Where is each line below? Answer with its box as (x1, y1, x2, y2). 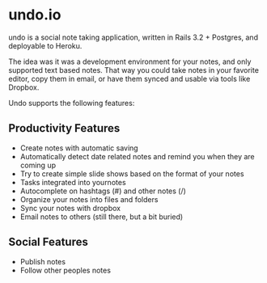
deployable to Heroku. (8, 40, 83, 50)
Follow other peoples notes (19, 265, 112, 275)
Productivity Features (8, 121, 121, 135)
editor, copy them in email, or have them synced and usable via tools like (8, 74, 251, 83)
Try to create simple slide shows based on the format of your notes (19, 168, 244, 179)
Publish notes (19, 256, 66, 266)
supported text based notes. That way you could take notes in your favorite (8, 65, 259, 74)
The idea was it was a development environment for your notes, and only (8, 57, 252, 66)
